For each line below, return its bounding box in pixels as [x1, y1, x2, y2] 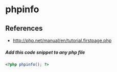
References [5, 24, 43, 33]
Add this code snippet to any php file [5, 49, 85, 55]
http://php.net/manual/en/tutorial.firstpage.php [12, 37, 112, 43]
